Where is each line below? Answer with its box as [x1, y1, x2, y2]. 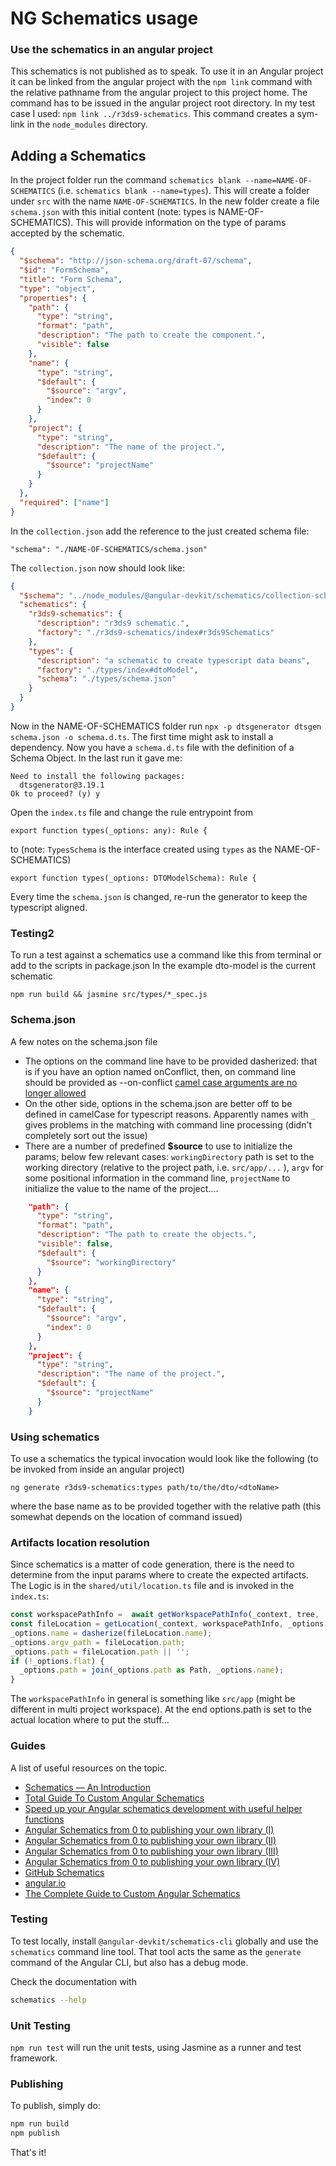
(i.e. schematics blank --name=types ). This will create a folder [57, 185, 310, 197]
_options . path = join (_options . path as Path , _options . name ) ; [19, 1665, 284, 1676]
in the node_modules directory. [26, 118, 148, 131]
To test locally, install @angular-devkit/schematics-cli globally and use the [10, 1935, 319, 1947]
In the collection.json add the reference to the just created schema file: [10, 525, 310, 537]
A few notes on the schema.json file [10, 1035, 158, 1047]
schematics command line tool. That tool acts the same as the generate [10, 1945, 302, 1957]
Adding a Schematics [10, 147, 147, 164]
